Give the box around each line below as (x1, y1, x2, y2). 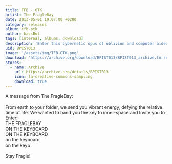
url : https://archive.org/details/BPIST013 (14, 70, 109, 75)
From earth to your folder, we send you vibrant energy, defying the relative (5, 104, 162, 110)
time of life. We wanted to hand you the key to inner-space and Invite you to (5, 109, 165, 115)
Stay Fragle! (5, 153, 31, 159)
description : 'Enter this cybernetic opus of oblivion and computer (5, 41, 155, 46)
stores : (5, 60, 22, 65)
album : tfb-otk (5, 27, 38, 32)
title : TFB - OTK (5, 7, 42, 13)
